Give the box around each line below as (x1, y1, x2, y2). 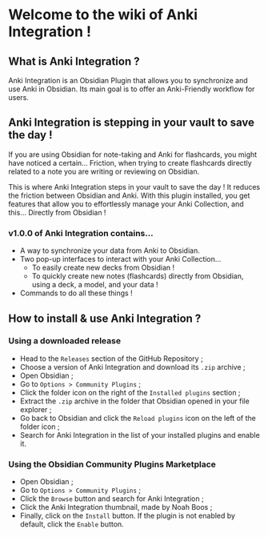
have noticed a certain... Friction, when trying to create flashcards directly (8, 158, 252, 167)
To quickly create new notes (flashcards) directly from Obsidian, (31, 271, 244, 281)
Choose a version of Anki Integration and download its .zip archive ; (19, 362, 246, 371)
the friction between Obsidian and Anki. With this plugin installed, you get (8, 190, 250, 200)
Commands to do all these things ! (19, 288, 134, 298)
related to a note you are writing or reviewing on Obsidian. (8, 166, 200, 176)
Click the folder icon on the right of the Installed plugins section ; (19, 387, 242, 397)
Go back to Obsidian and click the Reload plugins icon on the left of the (19, 413, 256, 423)
